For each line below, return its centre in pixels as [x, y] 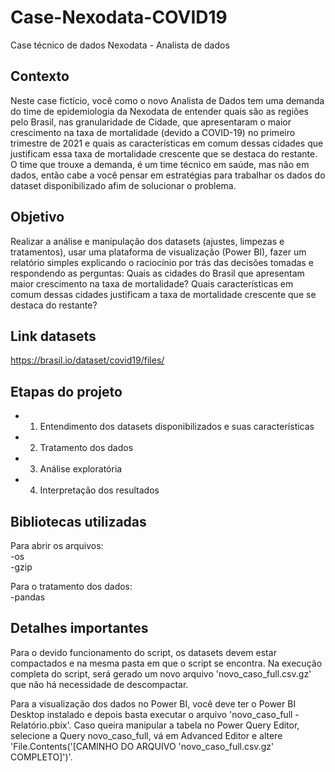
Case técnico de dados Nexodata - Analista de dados [120, 45]
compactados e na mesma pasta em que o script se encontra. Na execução [166, 663]
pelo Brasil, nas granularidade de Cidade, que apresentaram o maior [151, 122]
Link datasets [53, 336]
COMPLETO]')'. [41, 757]
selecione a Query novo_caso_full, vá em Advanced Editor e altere [146, 735]
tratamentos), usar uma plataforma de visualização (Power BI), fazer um [158, 252]
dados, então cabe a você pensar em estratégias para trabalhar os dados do [168, 175]
